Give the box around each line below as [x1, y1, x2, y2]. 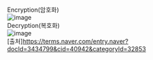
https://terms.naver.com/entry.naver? [22, 37, 129, 45]
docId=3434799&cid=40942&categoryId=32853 [7, 45, 146, 52]
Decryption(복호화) [7, 22, 60, 29]
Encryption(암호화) [7, 5, 60, 14]
